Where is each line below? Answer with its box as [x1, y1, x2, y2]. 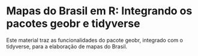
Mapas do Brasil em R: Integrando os [6, 4, 193, 18]
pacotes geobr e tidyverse [6, 17, 140, 30]
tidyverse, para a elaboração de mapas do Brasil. [6, 43, 128, 50]
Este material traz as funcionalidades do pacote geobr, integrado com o [6, 36, 183, 43]
